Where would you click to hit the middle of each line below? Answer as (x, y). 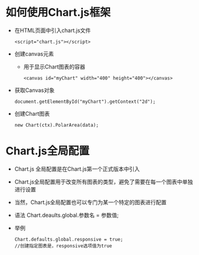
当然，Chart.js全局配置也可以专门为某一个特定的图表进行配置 (90, 202)
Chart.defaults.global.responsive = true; (69, 239)
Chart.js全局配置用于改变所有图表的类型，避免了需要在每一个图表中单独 (104, 182)
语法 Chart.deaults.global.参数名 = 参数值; (67, 215)
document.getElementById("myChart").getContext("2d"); (85, 101)
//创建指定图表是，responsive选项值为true (63, 246)
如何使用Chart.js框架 (58, 12)
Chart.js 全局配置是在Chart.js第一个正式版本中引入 (77, 169)
